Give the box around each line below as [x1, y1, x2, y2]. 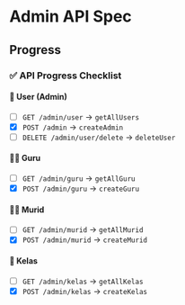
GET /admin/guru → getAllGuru [22, 173, 136, 184]
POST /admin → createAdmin [22, 121, 124, 132]
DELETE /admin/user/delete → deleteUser [22, 131, 176, 142]
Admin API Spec [9, 6, 132, 27]
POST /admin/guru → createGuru [22, 183, 140, 194]
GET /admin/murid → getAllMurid [22, 224, 144, 235]
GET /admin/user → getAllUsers [22, 111, 140, 122]
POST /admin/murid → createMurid [22, 234, 148, 245]
